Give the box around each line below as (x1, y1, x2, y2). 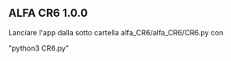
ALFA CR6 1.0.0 (8, 6, 88, 20)
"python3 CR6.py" (8, 43, 70, 53)
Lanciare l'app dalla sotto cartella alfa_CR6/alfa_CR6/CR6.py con (8, 27, 224, 37)
